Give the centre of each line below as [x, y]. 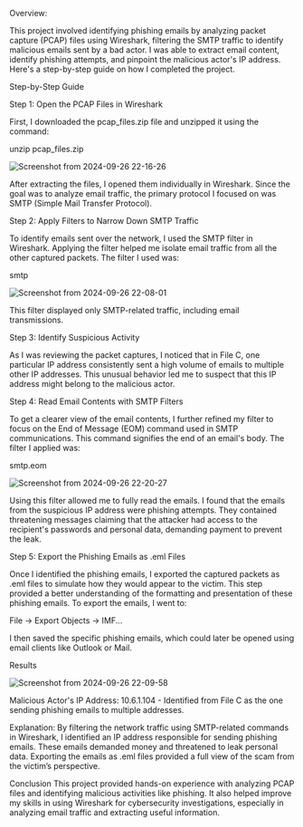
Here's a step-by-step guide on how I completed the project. [122, 69]
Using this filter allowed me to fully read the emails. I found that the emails [147, 500]
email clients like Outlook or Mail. [71, 648]
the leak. [26, 539]
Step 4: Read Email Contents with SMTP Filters [96, 401]
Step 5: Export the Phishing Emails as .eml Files [98, 557]
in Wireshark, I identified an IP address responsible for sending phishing [143, 737]
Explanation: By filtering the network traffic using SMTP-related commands [149, 727]
